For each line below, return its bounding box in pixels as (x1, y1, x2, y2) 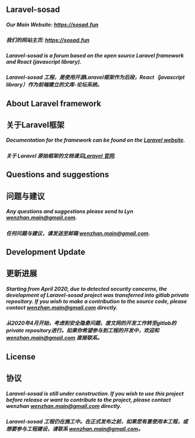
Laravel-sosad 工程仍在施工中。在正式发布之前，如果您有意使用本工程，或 (6, 418, 188, 425)
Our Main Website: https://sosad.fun (6, 21, 99, 28)
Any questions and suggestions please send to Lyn (6, 208, 134, 215)
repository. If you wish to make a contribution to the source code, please (6, 297, 187, 305)
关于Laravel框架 (6, 120, 65, 130)
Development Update (6, 247, 86, 257)
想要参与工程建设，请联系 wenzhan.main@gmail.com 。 (6, 426, 144, 433)
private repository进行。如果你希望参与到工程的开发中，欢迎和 (6, 327, 160, 334)
